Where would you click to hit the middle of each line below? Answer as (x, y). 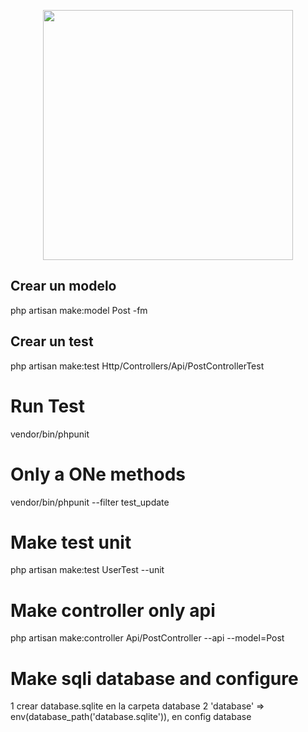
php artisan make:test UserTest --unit (87, 570)
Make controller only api (113, 610)
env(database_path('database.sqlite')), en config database (131, 717)
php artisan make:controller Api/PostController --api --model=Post (147, 638)
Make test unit (71, 542)
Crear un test (52, 341)
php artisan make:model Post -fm (79, 310)
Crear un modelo (63, 286)
